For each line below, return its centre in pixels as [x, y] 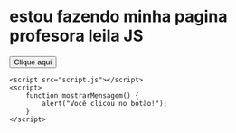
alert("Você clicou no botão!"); [105, 103]
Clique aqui [33, 62]
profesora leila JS [76, 36]
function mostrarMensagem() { [83, 95]
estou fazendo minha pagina [118, 17]
